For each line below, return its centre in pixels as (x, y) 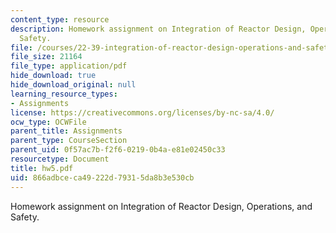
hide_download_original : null (73, 85)
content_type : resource (60, 19)
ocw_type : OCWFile (48, 122)
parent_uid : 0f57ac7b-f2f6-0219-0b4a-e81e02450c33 (118, 150)
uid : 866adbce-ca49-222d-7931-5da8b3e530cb (102, 177)
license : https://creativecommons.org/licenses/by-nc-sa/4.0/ (142, 112)
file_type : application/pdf (69, 66)
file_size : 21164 (46, 57)
